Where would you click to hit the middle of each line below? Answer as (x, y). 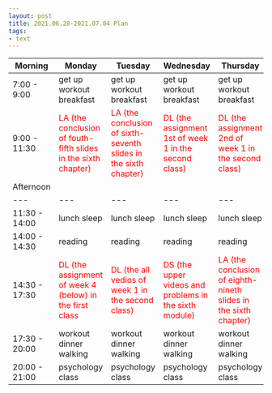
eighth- (242, 280)
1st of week (186, 139)
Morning (32, 66)
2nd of (231, 139)
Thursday (240, 66)
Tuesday (133, 66)
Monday (81, 66)
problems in (186, 295)
